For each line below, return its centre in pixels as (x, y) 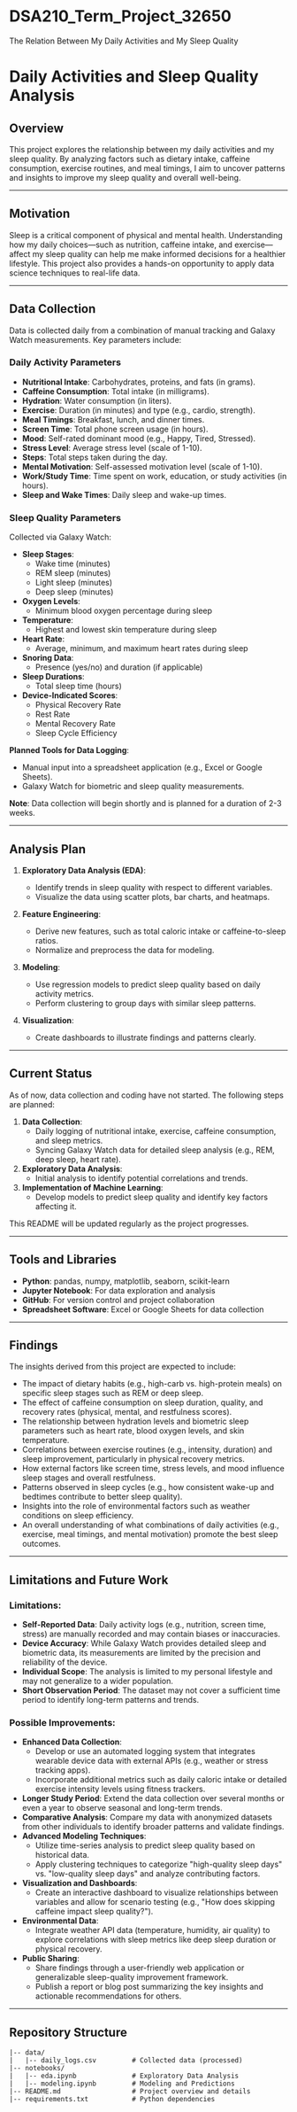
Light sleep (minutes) (74, 583)
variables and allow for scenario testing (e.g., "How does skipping (155, 1902)
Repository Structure (69, 2032)
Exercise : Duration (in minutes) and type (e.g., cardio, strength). (139, 410)
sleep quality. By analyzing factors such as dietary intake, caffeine (129, 159)
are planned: (32, 1104)
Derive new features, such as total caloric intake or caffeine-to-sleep (160, 931)
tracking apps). (63, 1770)
